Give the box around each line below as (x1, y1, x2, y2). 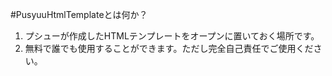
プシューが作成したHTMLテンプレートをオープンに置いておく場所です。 (24, 30, 320, 42)
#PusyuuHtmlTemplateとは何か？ (10, 9, 148, 20)
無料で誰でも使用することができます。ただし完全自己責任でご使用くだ (24, 43, 314, 54)
